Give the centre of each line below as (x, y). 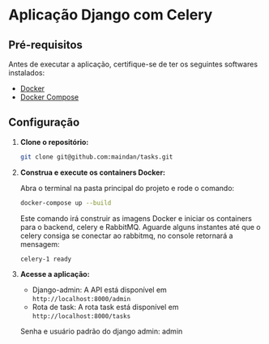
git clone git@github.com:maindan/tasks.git (96, 157)
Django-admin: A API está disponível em (100, 290)
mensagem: (40, 244)
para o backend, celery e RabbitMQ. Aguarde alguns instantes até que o (140, 227)
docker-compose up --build (66, 203)
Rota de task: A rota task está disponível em (105, 307)
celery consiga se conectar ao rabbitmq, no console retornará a (126, 236)
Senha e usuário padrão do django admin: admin (101, 331)
